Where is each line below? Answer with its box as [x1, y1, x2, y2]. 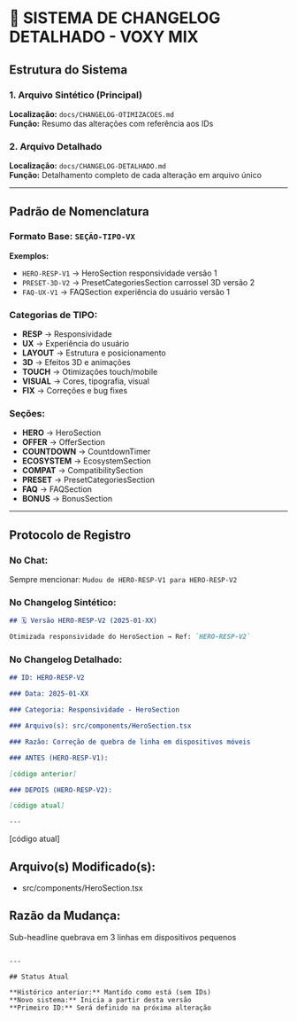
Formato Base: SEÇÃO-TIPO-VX [9, 230, 135, 243]
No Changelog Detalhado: [9, 653, 123, 666]
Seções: [9, 408, 46, 420]
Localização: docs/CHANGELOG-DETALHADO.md [9, 160, 166, 171]
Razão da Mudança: [9, 908, 121, 924]
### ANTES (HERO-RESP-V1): [9, 753, 109, 762]
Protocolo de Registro [9, 527, 131, 542]
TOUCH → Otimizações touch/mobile [21, 367, 158, 378]
